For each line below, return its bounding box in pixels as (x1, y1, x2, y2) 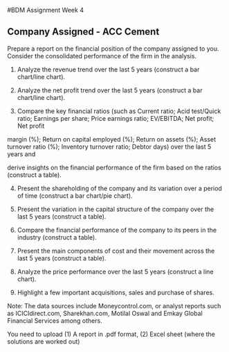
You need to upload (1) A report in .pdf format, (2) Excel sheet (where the (7, 330, 216, 338)
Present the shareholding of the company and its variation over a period (17, 184, 223, 192)
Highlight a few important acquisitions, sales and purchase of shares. (17, 288, 214, 296)
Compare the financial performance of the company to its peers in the (17, 226, 217, 234)
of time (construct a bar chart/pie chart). (17, 191, 133, 200)
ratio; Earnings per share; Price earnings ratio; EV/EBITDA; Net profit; (17, 114, 214, 122)
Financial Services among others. (7, 316, 102, 325)
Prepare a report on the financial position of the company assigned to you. (7, 44, 219, 53)
